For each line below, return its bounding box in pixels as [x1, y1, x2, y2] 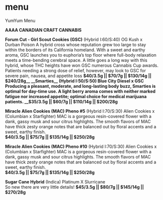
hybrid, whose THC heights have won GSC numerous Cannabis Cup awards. [5, 62, 159, 68]
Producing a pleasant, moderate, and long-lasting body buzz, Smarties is [5, 83, 156, 89]
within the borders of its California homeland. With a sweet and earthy [5, 47, 145, 53]
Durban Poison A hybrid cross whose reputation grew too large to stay [5, 41, 146, 47]
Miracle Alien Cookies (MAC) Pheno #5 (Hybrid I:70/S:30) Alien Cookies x [5, 108, 155, 114]
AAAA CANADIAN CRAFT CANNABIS [5, 27, 82, 33]
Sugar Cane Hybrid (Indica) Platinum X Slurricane [5, 179, 106, 184]
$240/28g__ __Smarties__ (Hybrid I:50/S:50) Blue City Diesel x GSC [5, 78, 145, 84]
